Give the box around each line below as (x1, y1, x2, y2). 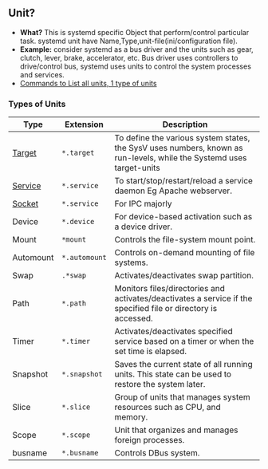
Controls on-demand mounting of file (114, 247, 255, 258)
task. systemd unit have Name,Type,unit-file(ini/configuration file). (19, 36, 238, 45)
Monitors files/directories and (114, 283, 225, 294)
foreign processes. (114, 435, 185, 446)
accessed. (114, 313, 153, 324)
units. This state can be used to (114, 368, 232, 380)
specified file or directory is (114, 303, 218, 314)
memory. (114, 412, 148, 423)
